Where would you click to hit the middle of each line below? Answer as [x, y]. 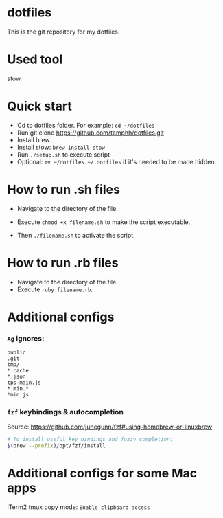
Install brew [33, 139]
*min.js [18, 395]
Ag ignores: [26, 338]
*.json [16, 377]
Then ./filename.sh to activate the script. [76, 235]
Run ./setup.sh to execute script [63, 154]
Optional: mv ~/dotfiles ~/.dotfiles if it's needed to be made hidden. [117, 161]
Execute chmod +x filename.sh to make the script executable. [104, 222]
